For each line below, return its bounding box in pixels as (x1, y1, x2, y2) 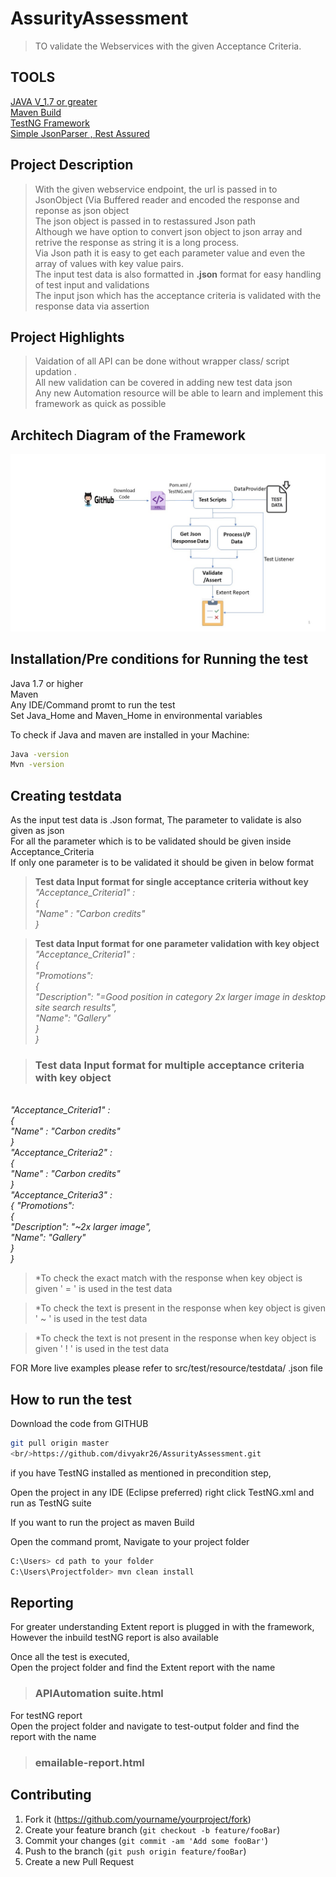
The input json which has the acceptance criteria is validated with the (34, 289, 322, 301)
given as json (10, 825, 65, 837)
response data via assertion (34, 300, 150, 312)
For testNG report (10, 1709, 83, 1721)
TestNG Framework (10, 117, 90, 129)
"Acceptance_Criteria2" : (10, 1147, 113, 1159)
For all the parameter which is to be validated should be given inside (10, 835, 292, 847)
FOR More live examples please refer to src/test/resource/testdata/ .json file (10, 1362, 323, 1374)
